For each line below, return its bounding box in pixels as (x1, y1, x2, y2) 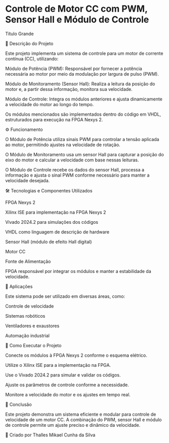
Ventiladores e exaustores (5, 323, 60, 329)
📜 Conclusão (5, 401, 32, 407)
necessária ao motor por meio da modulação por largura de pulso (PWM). (5, 71, 159, 77)
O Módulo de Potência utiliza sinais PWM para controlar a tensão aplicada (5, 136, 159, 142)
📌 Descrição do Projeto (5, 40, 54, 46)
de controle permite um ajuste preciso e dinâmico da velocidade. (5, 422, 141, 428)
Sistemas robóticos (5, 313, 46, 319)
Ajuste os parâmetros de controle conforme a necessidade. (5, 382, 129, 388)
